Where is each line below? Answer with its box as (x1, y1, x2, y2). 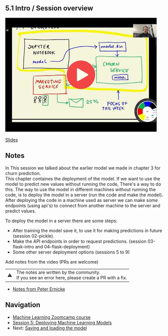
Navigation (5, 301, 40, 309)
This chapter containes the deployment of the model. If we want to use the (5, 176, 160, 182)
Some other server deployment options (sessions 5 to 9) (12, 249, 130, 255)
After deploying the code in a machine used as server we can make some (5, 197, 158, 203)
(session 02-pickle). (12, 233, 54, 239)
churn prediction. (5, 170, 41, 176)
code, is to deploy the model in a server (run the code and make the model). (5, 192, 163, 198)
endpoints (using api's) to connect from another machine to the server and (5, 202, 160, 208)
